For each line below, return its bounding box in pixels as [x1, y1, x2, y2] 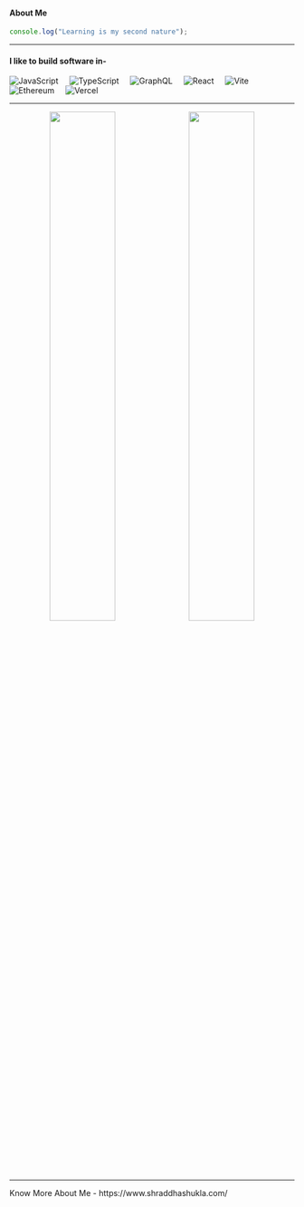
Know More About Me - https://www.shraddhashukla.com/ [9, 1188, 228, 1199]
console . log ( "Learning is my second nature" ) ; [9, 27, 188, 36]
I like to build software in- [9, 55, 107, 66]
